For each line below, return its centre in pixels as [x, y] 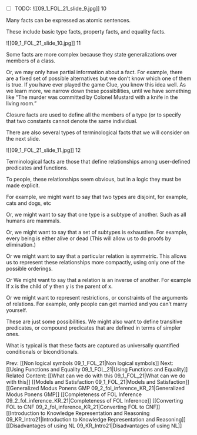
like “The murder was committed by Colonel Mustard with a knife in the [92, 97]
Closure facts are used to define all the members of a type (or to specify [94, 115]
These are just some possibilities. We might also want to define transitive [94, 322]
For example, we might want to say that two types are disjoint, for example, [97, 197]
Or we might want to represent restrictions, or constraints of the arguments [97, 298]
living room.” [21, 104]
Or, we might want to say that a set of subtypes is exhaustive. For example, [97, 233]
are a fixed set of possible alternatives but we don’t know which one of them [99, 78]
